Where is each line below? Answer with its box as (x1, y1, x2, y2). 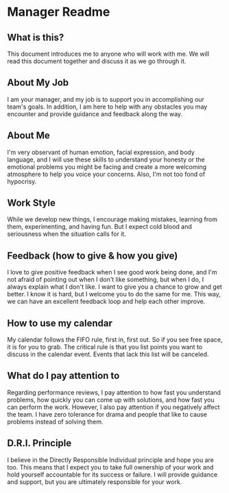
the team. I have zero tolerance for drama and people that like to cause (7, 410, 208, 418)
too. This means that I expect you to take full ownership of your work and (7, 463, 214, 471)
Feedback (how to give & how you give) (7, 250, 178, 261)
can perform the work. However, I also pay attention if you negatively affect (7, 403, 221, 411)
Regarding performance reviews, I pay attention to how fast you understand (7, 388, 221, 396)
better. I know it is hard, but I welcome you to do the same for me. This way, (7, 290, 221, 298)
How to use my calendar (7, 317, 113, 329)
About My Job (7, 77, 69, 89)
